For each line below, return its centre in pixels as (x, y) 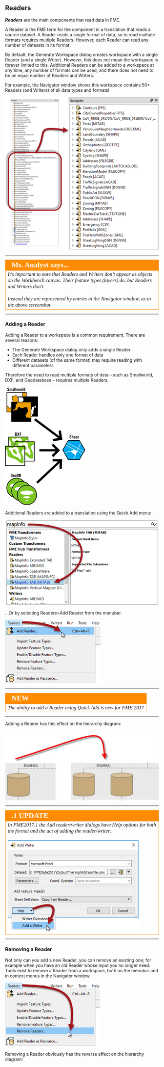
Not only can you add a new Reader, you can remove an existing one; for (78, 960)
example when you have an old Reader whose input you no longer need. (78, 965)
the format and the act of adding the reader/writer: (60, 831)
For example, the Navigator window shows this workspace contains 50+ (78, 85)
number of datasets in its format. (38, 45)
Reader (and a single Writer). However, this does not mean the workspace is (82, 60)
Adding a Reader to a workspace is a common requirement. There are (75, 335)
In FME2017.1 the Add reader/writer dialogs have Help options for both (82, 825)
